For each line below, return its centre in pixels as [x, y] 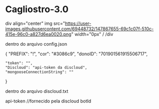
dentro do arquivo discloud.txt [37, 91]
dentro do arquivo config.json [36, 44]
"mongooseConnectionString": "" [39, 72]
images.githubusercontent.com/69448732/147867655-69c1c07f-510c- [80, 28]
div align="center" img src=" [35, 23]
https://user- [78, 23]
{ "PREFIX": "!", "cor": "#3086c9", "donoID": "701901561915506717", [76, 54]
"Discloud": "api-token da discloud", [46, 67]
